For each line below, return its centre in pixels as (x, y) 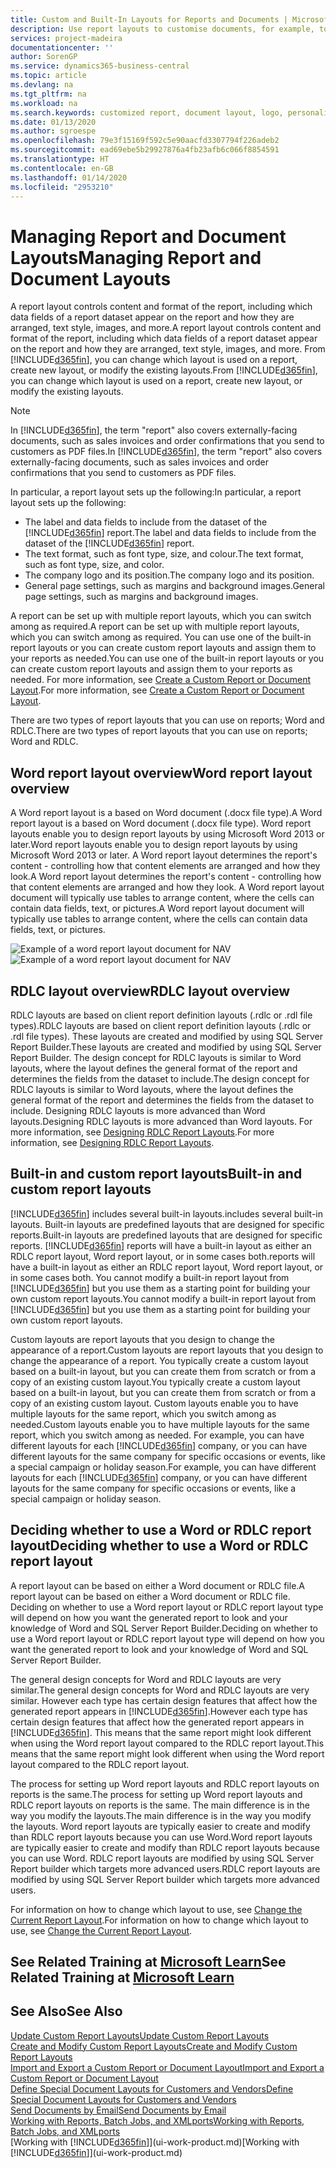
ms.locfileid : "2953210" (62, 187)
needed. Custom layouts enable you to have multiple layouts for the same (160, 1424)
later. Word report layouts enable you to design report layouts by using (154, 845)
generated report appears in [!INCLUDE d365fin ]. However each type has (159, 1711)
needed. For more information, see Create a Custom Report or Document (160, 680)
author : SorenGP (44, 57)
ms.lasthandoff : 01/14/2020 (69, 177)
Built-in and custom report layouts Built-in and (156, 1174)
